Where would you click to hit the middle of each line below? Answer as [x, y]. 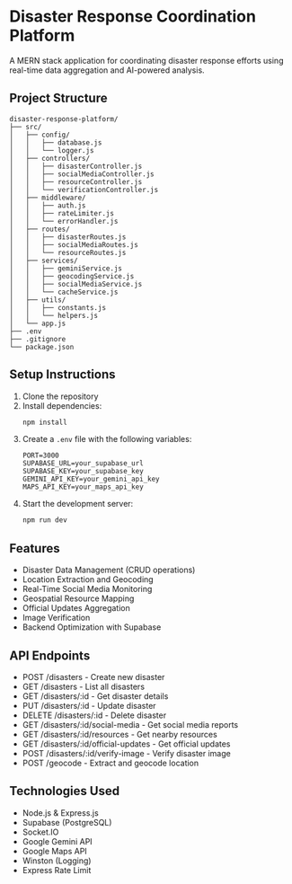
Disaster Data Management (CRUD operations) [109, 570]
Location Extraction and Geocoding [88, 579]
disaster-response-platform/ [64, 119]
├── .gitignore [38, 339]
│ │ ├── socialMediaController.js [82, 174]
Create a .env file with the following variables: [107, 439]
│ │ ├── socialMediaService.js [76, 284]
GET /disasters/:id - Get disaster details [95, 696]
